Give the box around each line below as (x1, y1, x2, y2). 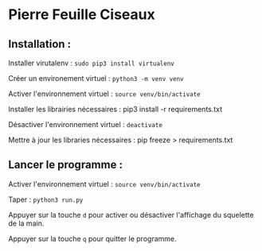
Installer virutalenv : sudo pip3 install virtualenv (8, 58, 175, 68)
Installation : (8, 37, 72, 51)
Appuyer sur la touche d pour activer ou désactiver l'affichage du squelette (8, 210, 254, 219)
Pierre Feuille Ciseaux (8, 6, 155, 24)
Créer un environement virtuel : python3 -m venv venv (8, 74, 185, 83)
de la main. (8, 218, 45, 228)
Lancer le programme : (8, 158, 123, 172)
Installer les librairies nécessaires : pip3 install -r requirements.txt (8, 105, 223, 114)
